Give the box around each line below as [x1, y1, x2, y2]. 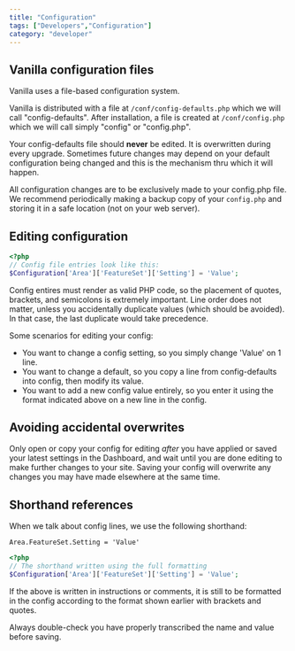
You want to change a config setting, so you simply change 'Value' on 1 [21, 347, 282, 358]
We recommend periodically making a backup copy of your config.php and [9, 194, 283, 205]
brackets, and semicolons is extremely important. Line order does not [9, 294, 262, 305]
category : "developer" [9, 29, 93, 38]
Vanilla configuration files [9, 62, 155, 77]
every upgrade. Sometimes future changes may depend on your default [9, 148, 270, 159]
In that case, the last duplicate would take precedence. [9, 313, 209, 323]
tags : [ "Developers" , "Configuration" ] [9, 21, 152, 30]
